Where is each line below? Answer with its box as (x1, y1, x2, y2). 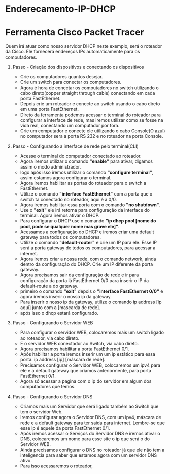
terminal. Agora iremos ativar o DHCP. (20, 212, 100, 219)
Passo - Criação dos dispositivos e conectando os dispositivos (12, 64, 144, 70)
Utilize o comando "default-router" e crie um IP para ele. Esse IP (20, 240, 157, 246)
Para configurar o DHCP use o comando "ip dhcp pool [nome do (20, 218, 156, 224)
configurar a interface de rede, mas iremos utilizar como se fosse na (20, 117, 163, 123)
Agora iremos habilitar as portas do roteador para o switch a (20, 180, 146, 186)
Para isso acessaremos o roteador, (20, 463, 93, 469)
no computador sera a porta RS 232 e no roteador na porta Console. (20, 133, 163, 140)
